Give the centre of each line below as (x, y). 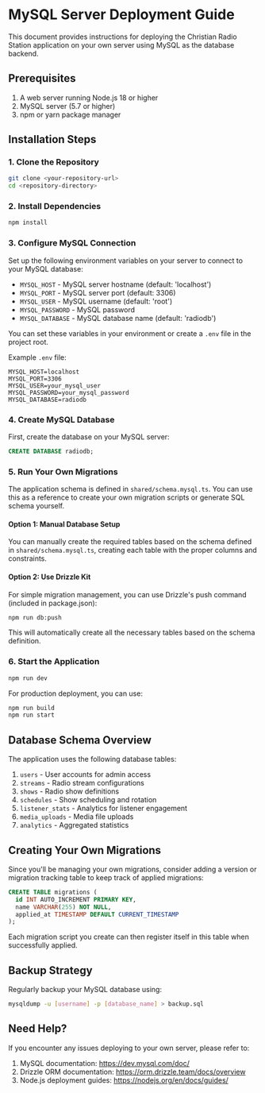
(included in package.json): (53, 603)
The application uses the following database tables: (92, 759)
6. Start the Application (54, 662)
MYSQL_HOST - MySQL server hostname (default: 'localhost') (115, 284)
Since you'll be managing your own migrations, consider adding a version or (132, 869)
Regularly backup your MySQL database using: (85, 990)
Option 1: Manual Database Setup (64, 524)
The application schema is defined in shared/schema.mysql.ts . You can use (131, 489)
